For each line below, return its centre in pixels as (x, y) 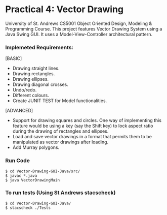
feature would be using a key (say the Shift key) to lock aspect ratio (83, 126)
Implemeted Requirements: (39, 47)
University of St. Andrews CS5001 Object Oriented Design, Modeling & (79, 23)
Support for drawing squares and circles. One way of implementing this (87, 120)
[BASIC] (14, 58)
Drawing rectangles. (34, 74)
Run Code (18, 161)
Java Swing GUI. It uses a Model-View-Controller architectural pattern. (79, 34)
